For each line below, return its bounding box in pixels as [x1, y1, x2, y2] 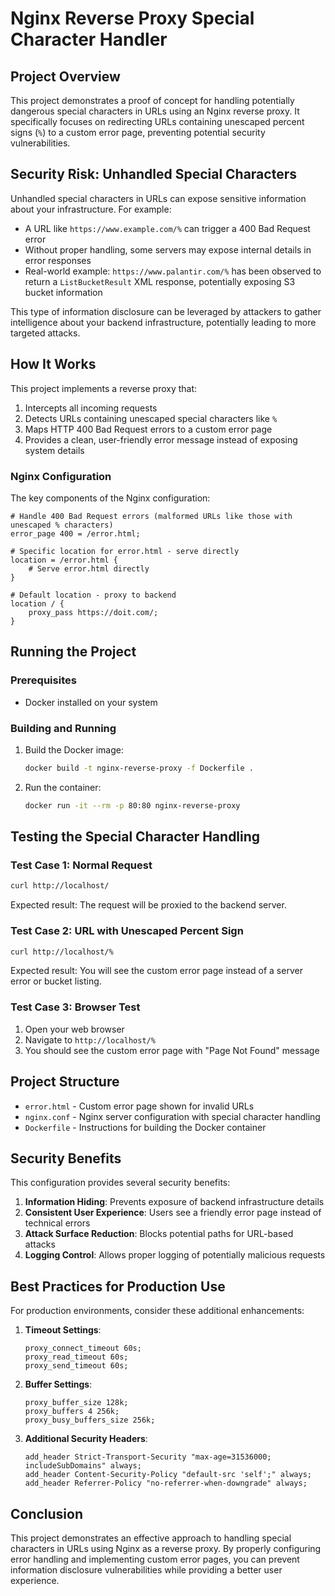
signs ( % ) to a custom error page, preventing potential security [10, 127, 266, 138]
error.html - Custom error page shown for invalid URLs [24, 1100, 255, 1112]
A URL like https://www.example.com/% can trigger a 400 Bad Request [24, 222, 311, 234]
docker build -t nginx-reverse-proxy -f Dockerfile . [24, 763, 254, 773]
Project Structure [10, 1073, 120, 1091]
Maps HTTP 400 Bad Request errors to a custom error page [24, 423, 273, 435]
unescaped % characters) [10, 520, 114, 530]
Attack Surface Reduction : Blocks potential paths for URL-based [24, 1228, 294, 1240]
